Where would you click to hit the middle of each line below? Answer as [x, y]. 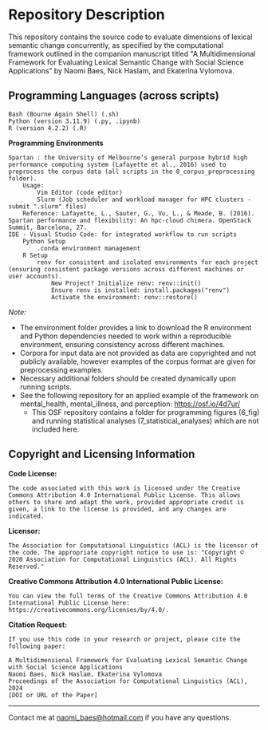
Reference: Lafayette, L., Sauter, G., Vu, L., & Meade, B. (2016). [139, 213]
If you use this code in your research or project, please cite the [124, 639]
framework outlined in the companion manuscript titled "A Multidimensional [132, 53]
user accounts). [35, 276]
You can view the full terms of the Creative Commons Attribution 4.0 [128, 596]
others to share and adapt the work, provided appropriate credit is [126, 502]
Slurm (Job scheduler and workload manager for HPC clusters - [144, 199]
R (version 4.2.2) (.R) [48, 128]
